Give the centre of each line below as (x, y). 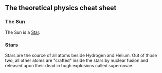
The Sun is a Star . (23, 32)
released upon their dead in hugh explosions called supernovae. (69, 65)
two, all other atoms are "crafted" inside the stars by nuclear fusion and (77, 60)
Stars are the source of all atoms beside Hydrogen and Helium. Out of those (81, 55)
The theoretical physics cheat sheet (61, 8)
